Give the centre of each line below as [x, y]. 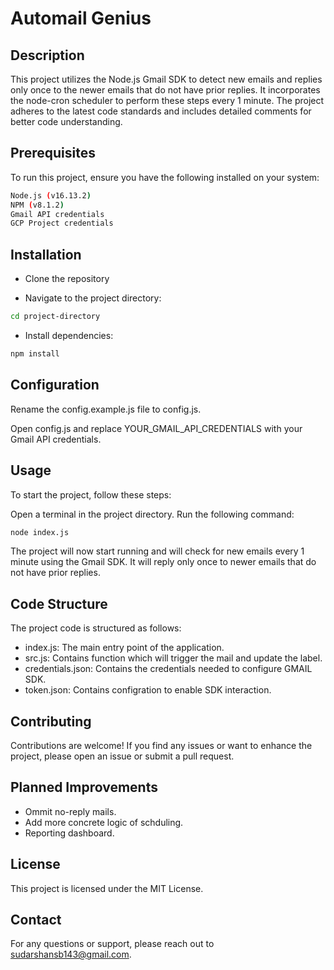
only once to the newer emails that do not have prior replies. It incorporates [165, 90]
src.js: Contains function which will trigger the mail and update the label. [173, 658]
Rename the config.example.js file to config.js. [106, 409]
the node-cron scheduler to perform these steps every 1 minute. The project [167, 100]
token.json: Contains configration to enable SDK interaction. [148, 690]
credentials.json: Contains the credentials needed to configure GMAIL [168, 669]
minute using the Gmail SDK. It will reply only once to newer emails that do [163, 562]
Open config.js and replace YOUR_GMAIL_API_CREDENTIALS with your [156, 428]
